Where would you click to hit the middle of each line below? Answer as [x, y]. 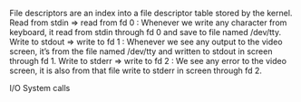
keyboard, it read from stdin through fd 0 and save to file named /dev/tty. [146, 32]
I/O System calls [40, 88]
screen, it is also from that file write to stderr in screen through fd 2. [136, 70]
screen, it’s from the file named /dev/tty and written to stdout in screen [141, 51]
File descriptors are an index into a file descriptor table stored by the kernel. [151, 13]
